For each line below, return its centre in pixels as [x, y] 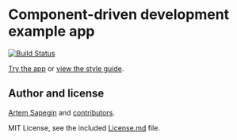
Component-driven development [119, 15]
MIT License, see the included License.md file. [84, 127]
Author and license [56, 94]
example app [52, 31]
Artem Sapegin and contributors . [61, 112]
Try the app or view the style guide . [66, 68]
